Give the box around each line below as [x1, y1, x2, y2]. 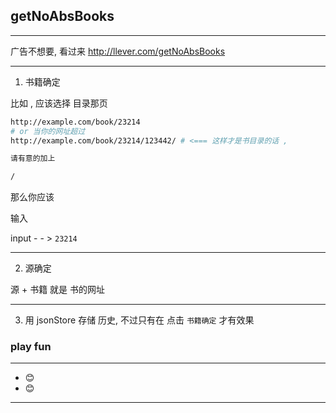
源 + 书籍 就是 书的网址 [10, 284, 106, 296]
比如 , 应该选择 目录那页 [10, 97, 108, 109]
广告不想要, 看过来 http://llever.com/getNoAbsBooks [10, 45, 226, 57]
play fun [10, 340, 52, 354]
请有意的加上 [10, 154, 56, 164]
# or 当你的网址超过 [10, 126, 86, 136]
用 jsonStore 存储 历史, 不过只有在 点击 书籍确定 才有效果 [24, 314, 255, 326]
